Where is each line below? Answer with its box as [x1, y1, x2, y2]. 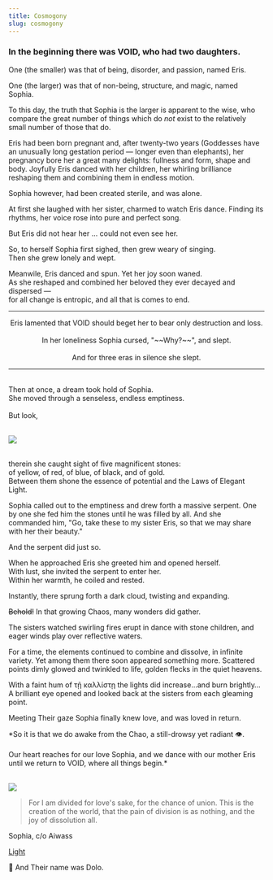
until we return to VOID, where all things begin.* [8, 758, 168, 768]
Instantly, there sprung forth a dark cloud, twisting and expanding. [8, 590, 230, 600]
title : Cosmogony [8, 11, 67, 20]
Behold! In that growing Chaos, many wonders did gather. [8, 607, 201, 616]
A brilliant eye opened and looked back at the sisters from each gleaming [8, 688, 253, 698]
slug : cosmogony [8, 20, 63, 28]
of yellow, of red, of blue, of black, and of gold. [8, 467, 165, 477]
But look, [8, 410, 38, 420]
